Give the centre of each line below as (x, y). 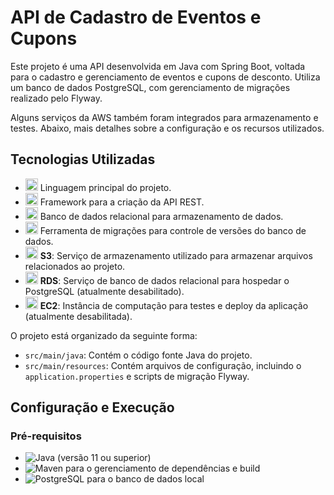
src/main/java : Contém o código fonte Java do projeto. (138, 355)
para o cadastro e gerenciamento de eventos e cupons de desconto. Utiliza (165, 77)
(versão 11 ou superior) (104, 458)
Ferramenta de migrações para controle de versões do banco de (173, 230)
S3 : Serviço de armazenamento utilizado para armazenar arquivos (176, 255)
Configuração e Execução (92, 407)
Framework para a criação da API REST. (122, 202)
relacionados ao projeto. (75, 266)
